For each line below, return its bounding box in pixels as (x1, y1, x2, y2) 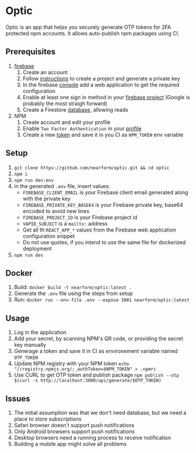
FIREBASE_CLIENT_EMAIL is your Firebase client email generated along (22, 189, 188, 196)
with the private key (22, 195, 71, 202)
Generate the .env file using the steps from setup (13, 290, 133, 297)
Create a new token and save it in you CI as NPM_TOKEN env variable (22, 131, 184, 138)
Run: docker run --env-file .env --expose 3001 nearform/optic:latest (13, 296, 190, 303)
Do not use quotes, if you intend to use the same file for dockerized (22, 239, 186, 246)
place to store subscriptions (13, 415, 82, 422)
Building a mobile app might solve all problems (13, 441, 127, 447)
